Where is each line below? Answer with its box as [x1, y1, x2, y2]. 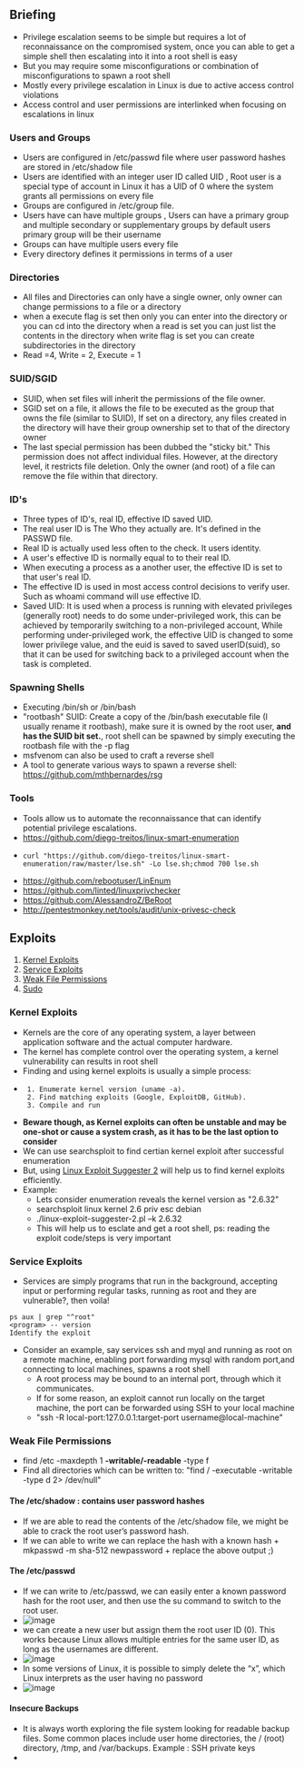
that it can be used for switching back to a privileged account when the [22, 649, 289, 660]
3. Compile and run [26, 1100, 101, 1109]
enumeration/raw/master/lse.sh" [22, 859, 145, 869]
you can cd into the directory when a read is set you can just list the [22, 321, 277, 332]
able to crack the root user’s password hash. [22, 1526, 190, 1536]
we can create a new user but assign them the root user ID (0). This [22, 1624, 276, 1635]
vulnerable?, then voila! [22, 1295, 111, 1306]
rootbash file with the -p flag [22, 740, 130, 751]
